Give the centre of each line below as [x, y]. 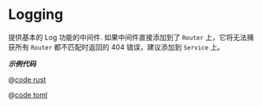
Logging [36, 15]
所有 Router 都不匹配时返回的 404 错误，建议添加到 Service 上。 [120, 47]
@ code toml [28, 94]
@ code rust [27, 79]
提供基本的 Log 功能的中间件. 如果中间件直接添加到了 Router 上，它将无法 [127, 37]
